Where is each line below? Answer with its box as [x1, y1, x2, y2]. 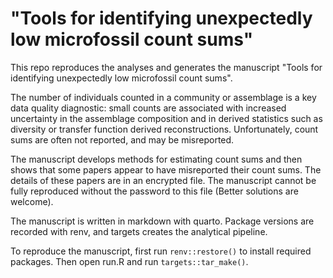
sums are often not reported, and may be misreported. [10, 133, 235, 146]
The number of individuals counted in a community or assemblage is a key [10, 91, 317, 103]
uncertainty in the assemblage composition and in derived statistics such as [10, 112, 323, 124]
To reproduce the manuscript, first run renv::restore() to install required [10, 245, 312, 257]
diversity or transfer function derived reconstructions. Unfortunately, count [10, 123, 319, 135]
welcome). [10, 195, 54, 207]
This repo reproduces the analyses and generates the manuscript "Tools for [10, 61, 323, 73]
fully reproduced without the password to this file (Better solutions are [10, 185, 299, 197]
